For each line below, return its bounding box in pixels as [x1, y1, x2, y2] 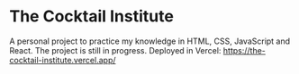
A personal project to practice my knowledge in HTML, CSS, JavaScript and [9, 36, 291, 46]
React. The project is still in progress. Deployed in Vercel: [9, 45, 222, 55]
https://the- [222, 45, 266, 55]
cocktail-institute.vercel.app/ [9, 54, 116, 65]
